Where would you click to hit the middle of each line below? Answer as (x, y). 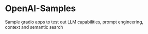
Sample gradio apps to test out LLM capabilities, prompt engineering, (74, 22)
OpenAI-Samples (41, 8)
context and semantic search (34, 27)
